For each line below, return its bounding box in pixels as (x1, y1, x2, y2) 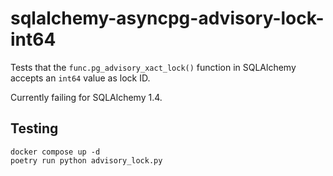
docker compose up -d (10, 147, 101, 157)
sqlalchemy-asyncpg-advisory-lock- (10, 7, 325, 30)
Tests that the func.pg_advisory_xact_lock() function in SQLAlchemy (10, 61, 297, 73)
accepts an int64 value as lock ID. (10, 72, 151, 84)
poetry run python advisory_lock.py (10, 155, 163, 166)
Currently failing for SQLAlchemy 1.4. (10, 91, 163, 103)
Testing (10, 120, 59, 137)
